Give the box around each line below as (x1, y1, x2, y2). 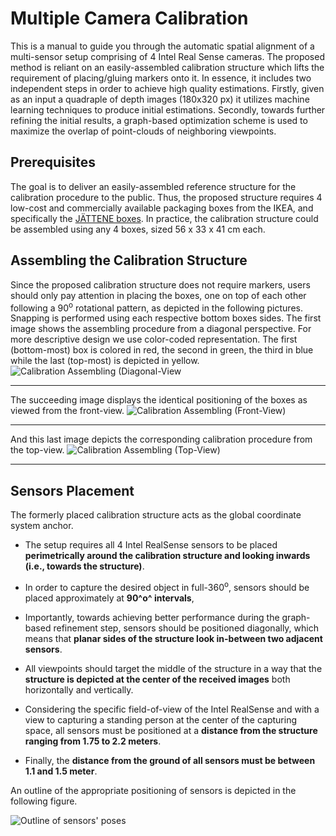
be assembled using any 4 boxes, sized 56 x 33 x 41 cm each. (10, 223, 266, 235)
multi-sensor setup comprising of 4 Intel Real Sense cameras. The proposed (10, 50, 325, 62)
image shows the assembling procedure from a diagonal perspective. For (10, 323, 312, 335)
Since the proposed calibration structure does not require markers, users (10, 278, 311, 291)
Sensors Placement (10, 482, 135, 499)
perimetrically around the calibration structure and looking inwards (24, 550, 311, 562)
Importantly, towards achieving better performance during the (24, 611, 280, 623)
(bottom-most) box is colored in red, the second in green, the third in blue (10, 344, 314, 356)
